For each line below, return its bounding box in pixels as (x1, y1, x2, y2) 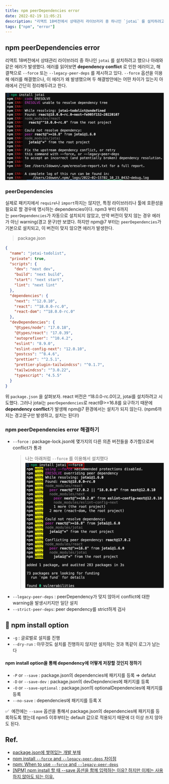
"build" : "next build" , (14, 272, 64, 277)
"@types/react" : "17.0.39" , (14, 330, 73, 335)
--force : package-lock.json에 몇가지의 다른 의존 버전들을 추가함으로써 (12, 438, 154, 444)
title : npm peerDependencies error (5, 8, 80, 13)
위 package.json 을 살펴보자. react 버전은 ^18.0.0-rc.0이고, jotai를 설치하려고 (5, 393, 157, 399)
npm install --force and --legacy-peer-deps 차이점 (12, 756, 117, 762)
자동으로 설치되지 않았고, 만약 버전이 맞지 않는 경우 (52, 212, 151, 219)
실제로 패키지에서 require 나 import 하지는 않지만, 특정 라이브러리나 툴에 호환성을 (5, 199, 163, 206)
